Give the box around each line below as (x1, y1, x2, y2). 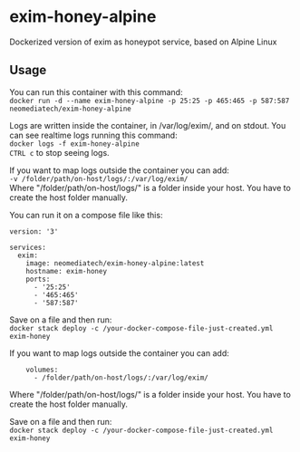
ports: (25, 274, 51, 284)
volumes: (25, 365, 59, 374)
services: (9, 243, 47, 252)
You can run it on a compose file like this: (9, 209, 163, 220)
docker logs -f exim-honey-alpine (9, 139, 140, 149)
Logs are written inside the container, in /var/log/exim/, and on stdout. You (9, 120, 286, 130)
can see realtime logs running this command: (9, 130, 179, 140)
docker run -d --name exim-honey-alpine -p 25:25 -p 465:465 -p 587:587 (9, 96, 290, 105)
